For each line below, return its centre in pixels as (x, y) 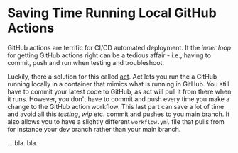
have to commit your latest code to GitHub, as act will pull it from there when (119, 91)
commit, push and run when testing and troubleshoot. (86, 62)
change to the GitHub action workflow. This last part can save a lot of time (116, 106)
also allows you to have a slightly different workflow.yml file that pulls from (116, 121)
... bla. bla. (22, 142)
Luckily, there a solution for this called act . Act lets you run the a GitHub (112, 76)
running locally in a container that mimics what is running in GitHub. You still (118, 84)
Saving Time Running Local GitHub (112, 13)
